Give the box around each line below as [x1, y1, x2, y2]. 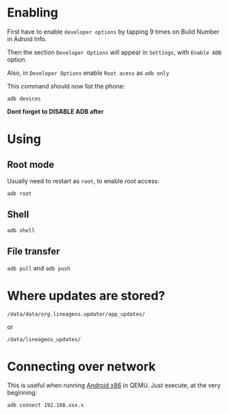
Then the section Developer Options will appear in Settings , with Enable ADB [7, 48, 222, 56]
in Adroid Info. [7, 34, 47, 43]
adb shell [7, 227, 36, 234]
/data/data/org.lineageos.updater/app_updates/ [7, 310, 146, 317]
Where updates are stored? [7, 288, 166, 303]
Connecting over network [7, 358, 156, 374]
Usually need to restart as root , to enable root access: [7, 176, 160, 185]
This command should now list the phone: [7, 82, 125, 90]
